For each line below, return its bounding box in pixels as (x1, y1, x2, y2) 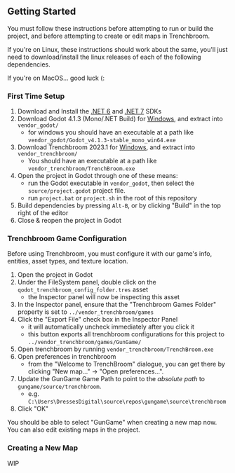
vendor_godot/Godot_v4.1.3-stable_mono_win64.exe (27, 137, 177, 144)
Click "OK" (17, 404, 49, 413)
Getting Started (7, 6, 76, 18)
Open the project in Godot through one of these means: (17, 172, 178, 180)
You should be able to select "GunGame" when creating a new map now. (7, 418, 217, 427)
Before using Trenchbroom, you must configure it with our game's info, (7, 249, 213, 258)
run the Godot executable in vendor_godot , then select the (27, 179, 195, 188)
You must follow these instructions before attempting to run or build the (7, 24, 214, 32)
